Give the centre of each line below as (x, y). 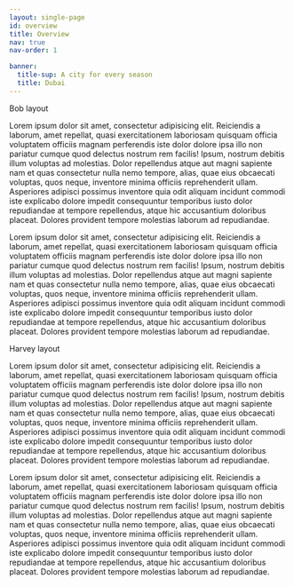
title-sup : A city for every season (85, 75)
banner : (24, 67)
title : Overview (39, 34)
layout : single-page (48, 17)
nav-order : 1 (33, 51)
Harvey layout (35, 348)
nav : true (28, 42)
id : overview (33, 26)
